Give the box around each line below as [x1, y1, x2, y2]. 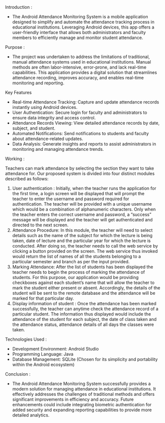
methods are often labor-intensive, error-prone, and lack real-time [12, 64, 147, 70]
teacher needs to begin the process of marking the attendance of [12, 269, 145, 275]
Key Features [5, 90, 32, 95]
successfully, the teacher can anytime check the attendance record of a [12, 306, 159, 312]
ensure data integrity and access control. [12, 115, 96, 120]
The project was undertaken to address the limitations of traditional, [12, 54, 150, 60]
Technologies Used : [5, 336, 47, 342]
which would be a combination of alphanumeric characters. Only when [12, 207, 156, 212]
